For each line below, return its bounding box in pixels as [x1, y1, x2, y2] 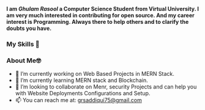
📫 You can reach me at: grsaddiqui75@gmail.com [15, 97, 142, 104]
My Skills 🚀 [6, 40, 40, 48]
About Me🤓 [6, 56, 42, 65]
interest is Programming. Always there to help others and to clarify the [6, 18, 189, 25]
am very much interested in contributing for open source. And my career [6, 12, 195, 19]
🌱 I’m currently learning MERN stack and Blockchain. [15, 76, 148, 84]
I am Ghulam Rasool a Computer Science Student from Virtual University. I [6, 5, 199, 12]
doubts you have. [6, 24, 52, 32]
